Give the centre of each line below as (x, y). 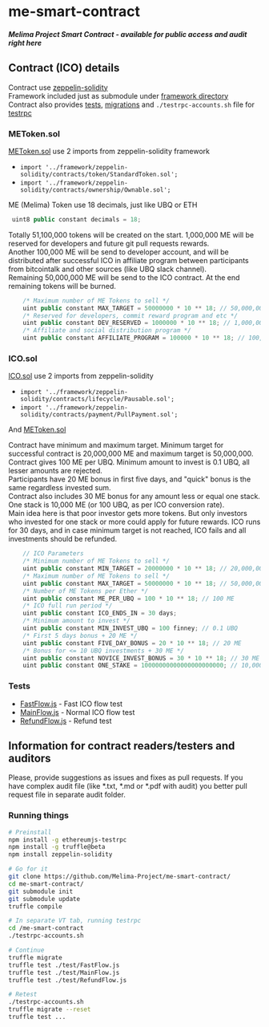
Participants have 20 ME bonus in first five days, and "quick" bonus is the (130, 479)
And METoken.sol (37, 430)
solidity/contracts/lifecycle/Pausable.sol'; (97, 400)
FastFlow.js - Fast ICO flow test (71, 704)
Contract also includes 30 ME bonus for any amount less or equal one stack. (134, 497)
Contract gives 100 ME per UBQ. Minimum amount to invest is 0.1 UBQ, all (129, 462)
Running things (39, 815)
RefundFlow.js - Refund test (66, 721)
